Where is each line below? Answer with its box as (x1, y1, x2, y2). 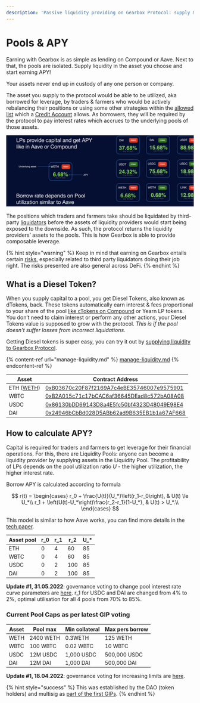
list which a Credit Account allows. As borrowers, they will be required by (6, 110, 186, 117)
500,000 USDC (105, 651, 143, 658)
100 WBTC (29, 643, 57, 650)
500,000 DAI (105, 659, 137, 666)
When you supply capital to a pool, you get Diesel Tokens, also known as (6, 295, 185, 302)
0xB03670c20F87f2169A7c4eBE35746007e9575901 (45, 385, 184, 392)
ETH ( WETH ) (8, 385, 40, 392)
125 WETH (105, 634, 132, 642)
